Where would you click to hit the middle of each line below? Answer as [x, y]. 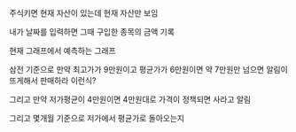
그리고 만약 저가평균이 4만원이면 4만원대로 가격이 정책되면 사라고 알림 [130, 99]
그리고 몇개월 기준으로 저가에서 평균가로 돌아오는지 [97, 118]
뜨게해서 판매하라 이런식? [53, 81]
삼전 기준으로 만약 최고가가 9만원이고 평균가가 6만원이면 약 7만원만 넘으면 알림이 [148, 70]
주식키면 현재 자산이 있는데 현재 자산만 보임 [84, 13]
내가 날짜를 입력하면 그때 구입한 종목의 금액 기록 [92, 32]
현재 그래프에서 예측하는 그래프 [63, 50]
